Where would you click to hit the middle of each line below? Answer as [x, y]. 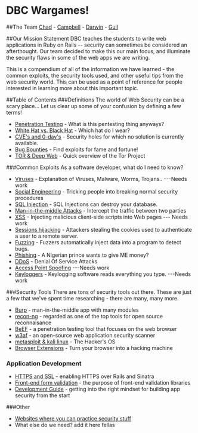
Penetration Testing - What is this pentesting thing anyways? [89, 124]
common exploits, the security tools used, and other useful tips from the [95, 75]
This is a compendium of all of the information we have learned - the [90, 69]
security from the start [42, 395]
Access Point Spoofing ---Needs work [62, 268]
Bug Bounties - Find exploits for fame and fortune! [76, 149]
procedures [29, 198]
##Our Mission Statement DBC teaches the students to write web [86, 38]
